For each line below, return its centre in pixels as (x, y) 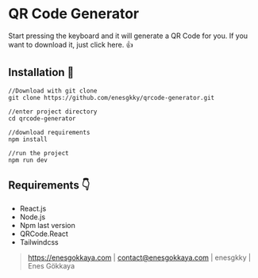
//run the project (39, 153)
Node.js (33, 217)
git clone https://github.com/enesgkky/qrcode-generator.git (112, 97)
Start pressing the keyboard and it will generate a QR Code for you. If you (128, 36)
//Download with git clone (53, 91)
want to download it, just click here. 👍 (71, 44)
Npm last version (47, 225)
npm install (28, 139)
